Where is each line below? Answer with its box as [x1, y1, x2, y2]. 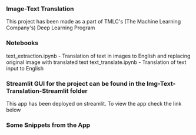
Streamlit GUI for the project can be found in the [6, 79, 146, 87]
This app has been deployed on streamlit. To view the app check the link [6, 100, 182, 107]
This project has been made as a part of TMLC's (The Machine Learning [6, 18, 181, 25]
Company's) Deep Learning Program [6, 24, 95, 31]
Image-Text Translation [6, 5, 74, 13]
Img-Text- [146, 79, 176, 87]
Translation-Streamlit [6, 87, 69, 95]
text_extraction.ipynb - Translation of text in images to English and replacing [6, 52, 191, 59]
